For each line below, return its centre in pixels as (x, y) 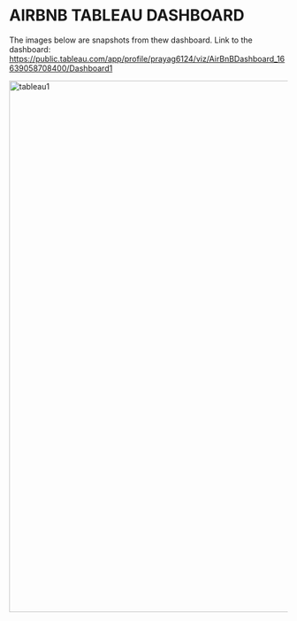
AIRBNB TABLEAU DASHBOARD (127, 16)
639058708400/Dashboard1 (61, 68)
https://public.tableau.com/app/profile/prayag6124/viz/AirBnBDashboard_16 (147, 58)
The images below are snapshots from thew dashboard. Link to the (131, 40)
